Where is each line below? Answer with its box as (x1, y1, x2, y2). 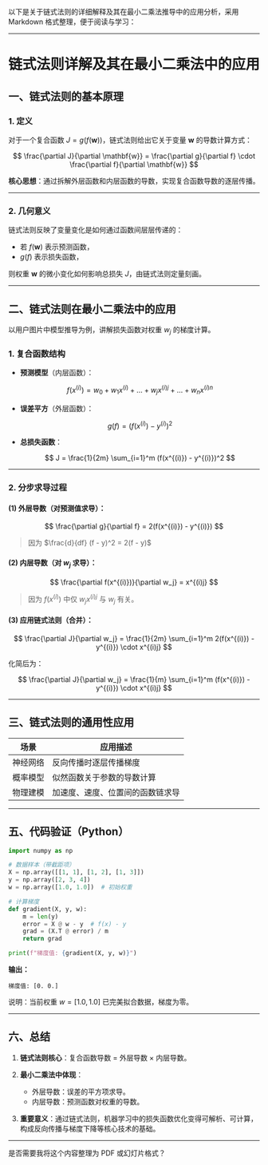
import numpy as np (8, 846, 73, 854)
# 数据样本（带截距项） (8, 861, 76, 869)
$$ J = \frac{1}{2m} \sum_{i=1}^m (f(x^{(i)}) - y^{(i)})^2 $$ (44, 454, 235, 463)
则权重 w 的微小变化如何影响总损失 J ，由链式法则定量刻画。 (8, 269, 206, 279)
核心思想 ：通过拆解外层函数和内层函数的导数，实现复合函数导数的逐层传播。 (8, 176, 260, 185)
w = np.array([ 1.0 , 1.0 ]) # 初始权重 (8, 883, 133, 892)
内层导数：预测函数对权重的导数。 (31, 1096, 144, 1106)
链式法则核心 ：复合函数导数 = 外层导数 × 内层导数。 (19, 1052, 191, 1062)
